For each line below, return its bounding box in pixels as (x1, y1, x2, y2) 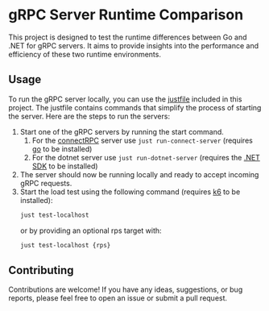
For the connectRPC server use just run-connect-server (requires (31, 135, 254, 145)
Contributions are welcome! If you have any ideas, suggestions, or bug (8, 284, 243, 295)
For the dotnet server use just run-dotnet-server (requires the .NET (31, 152, 260, 162)
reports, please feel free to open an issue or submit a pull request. (8, 293, 228, 303)
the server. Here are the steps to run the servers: (8, 111, 171, 121)
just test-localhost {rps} (19, 241, 111, 249)
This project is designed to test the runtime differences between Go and (8, 32, 247, 42)
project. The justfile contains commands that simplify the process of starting (8, 102, 262, 112)
